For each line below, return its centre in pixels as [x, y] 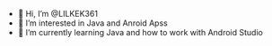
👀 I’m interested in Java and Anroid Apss [92, 23]
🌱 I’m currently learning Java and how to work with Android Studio [140, 32]
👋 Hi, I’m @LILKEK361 [58, 14]
